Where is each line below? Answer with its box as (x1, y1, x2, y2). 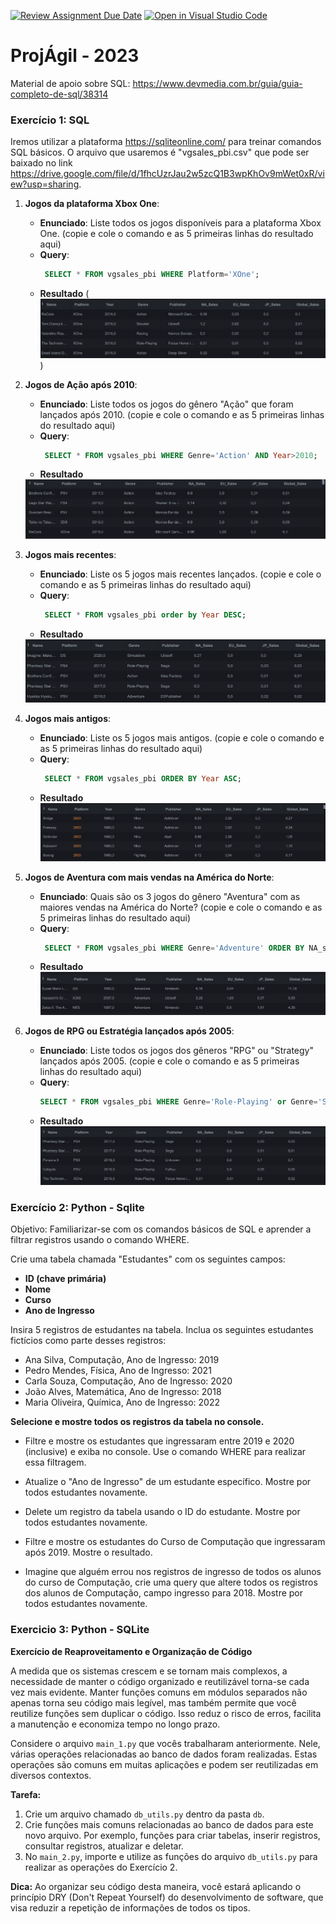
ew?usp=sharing (10, 178, 80, 190)
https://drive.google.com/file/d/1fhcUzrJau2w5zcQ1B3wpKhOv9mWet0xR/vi (10, 168, 325, 180)
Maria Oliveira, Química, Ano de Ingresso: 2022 (24, 1396, 220, 1409)
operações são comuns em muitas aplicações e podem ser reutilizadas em (10, 1758, 319, 1770)
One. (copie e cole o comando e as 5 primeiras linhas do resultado (39, 228, 314, 240)
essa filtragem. (24, 1456, 87, 1469)
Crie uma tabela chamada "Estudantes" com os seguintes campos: (10, 1253, 286, 1265)
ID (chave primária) (24, 1273, 107, 1285)
